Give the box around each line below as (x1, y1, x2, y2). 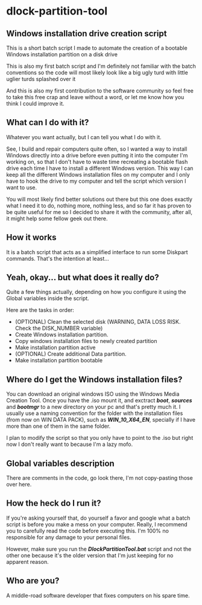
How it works (6, 232, 57, 243)
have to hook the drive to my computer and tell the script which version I (6, 177, 186, 185)
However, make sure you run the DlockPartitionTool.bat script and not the (6, 545, 192, 552)
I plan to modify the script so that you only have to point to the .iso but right (6, 434, 194, 442)
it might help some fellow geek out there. (6, 215, 108, 222)
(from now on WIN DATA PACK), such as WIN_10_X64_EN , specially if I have (6, 416, 196, 423)
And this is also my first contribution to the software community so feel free (6, 87, 194, 94)
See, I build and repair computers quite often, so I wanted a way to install (6, 145, 188, 152)
